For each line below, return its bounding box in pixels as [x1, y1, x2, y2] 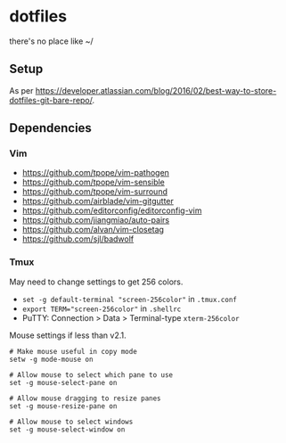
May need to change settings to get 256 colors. [9, 276, 184, 287]
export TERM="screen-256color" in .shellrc [21, 303, 182, 314]
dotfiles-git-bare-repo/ [9, 94, 93, 105]
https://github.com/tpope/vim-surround [21, 186, 168, 197]
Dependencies [9, 120, 92, 135]
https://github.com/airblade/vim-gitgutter [21, 196, 174, 207]
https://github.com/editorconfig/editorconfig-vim [21, 205, 202, 216]
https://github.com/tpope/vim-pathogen [21, 168, 169, 178]
